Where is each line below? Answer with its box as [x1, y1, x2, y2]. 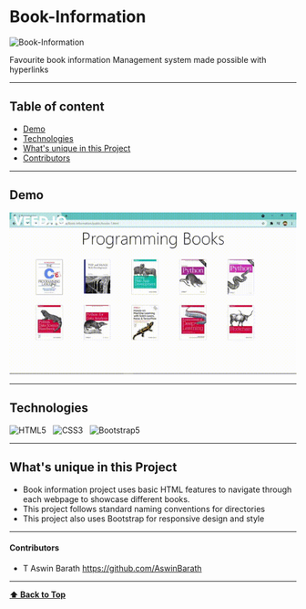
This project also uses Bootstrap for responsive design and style [22, 513, 265, 524]
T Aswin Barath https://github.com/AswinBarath [22, 562, 202, 573]
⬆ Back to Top [9, 589, 66, 600]
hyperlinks [9, 64, 49, 75]
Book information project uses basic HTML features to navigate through [22, 484, 292, 495]
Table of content [9, 99, 105, 115]
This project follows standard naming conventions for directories [22, 503, 266, 514]
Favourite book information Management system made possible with [9, 54, 267, 65]
